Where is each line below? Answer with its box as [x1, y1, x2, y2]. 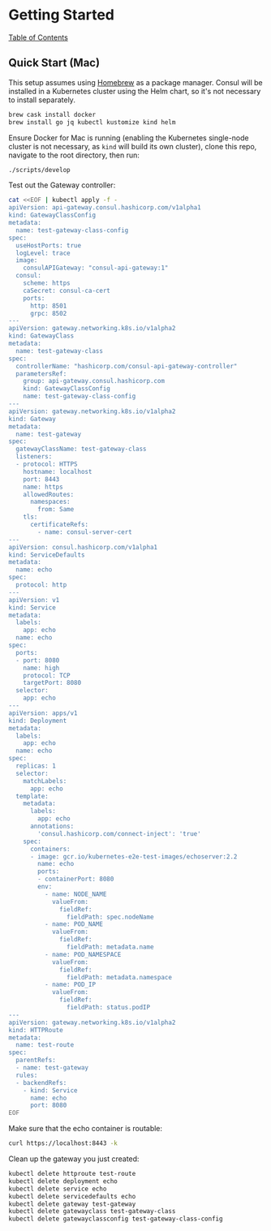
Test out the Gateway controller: [8, 180, 116, 190]
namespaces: [29, 497, 71, 506]
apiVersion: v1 [8, 596, 60, 604]
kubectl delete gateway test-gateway [8, 1199, 136, 1208]
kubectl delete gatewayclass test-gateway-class [8, 1207, 176, 1216]
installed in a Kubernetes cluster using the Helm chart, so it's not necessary [8, 86, 261, 96]
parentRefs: [15, 1057, 57, 1065]
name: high [23, 664, 60, 672]
